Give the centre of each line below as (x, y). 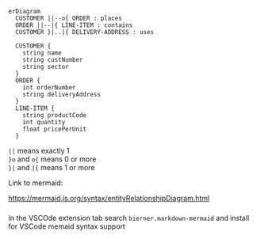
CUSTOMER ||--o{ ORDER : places (69, 18)
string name (42, 53)
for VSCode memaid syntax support (67, 226)
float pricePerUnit (55, 129)
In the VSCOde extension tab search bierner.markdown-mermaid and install (129, 218)
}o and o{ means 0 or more (52, 159)
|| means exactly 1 (39, 151)
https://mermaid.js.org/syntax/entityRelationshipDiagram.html (109, 198)
